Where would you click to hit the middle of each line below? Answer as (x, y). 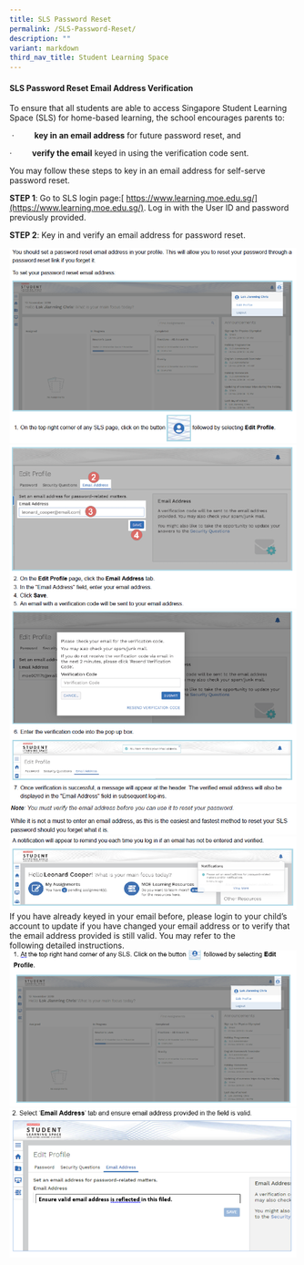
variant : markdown (44, 48)
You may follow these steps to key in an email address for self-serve (137, 171)
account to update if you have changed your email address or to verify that (150, 926)
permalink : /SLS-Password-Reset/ (73, 29)
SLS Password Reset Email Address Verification (101, 87)
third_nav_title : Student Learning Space (89, 58)
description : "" (40, 38)
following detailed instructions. (67, 945)
